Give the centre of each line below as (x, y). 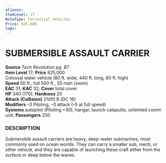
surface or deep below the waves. (40, 155)
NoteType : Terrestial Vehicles (38, 19)
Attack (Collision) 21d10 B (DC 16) (41, 99)
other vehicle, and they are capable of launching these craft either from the (83, 150)
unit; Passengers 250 (28, 115)
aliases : (14, 10)
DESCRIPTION (23, 128)
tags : (11, 29)
